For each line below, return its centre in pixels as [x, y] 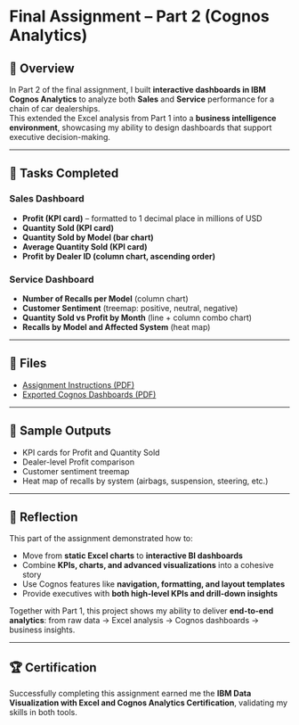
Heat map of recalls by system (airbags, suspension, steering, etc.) [145, 481]
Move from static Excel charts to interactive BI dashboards [132, 556]
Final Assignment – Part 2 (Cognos [139, 16]
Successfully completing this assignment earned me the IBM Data [130, 694]
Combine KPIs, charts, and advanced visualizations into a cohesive [148, 565]
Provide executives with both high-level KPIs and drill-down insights [150, 594]
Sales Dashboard [47, 199]
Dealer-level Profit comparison [78, 462]
